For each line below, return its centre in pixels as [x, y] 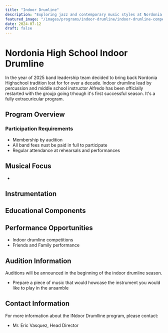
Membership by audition [37, 139]
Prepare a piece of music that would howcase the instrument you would [86, 282]
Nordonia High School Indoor [66, 53]
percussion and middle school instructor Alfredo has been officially [74, 88]
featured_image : [22, 19]
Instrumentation [31, 194]
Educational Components [45, 211]
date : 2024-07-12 [23, 24]
